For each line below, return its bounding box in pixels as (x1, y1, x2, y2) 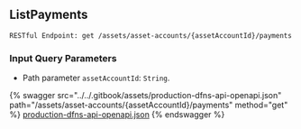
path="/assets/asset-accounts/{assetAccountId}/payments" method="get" (9, 99, 288, 111)
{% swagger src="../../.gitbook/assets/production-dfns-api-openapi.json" (9, 90, 282, 101)
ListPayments (9, 7, 88, 23)
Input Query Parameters (9, 51, 117, 64)
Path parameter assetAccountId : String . (22, 72, 170, 84)
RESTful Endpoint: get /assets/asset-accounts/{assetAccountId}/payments (9, 31, 293, 40)
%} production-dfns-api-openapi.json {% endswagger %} (9, 109, 225, 120)
